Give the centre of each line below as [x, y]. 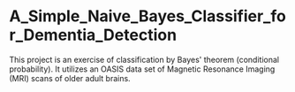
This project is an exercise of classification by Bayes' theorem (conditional [144, 59]
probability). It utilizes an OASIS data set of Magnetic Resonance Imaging [142, 69]
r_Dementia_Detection [93, 35]
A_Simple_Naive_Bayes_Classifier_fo [148, 16]
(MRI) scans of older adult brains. [70, 78]
